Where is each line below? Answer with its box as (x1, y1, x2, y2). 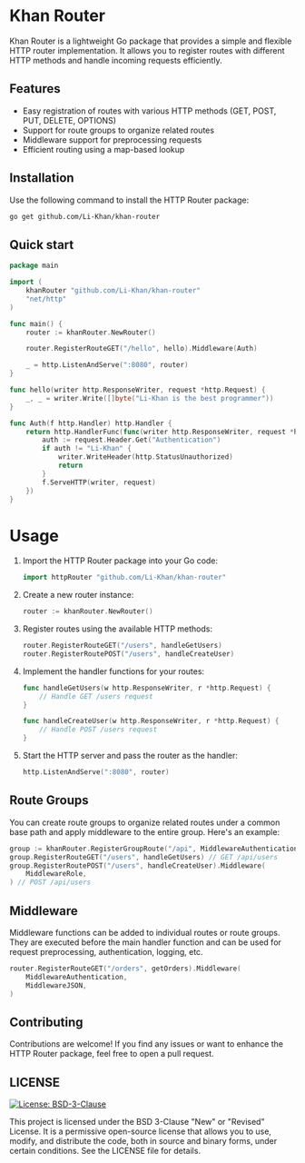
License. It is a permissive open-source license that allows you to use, (9, 1126, 272, 1137)
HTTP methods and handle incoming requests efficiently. (9, 55, 222, 65)
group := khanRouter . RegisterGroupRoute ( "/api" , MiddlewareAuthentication (9, 844, 299, 853)
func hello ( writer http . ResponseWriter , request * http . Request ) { (9, 385, 266, 394)
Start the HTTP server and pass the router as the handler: (22, 750, 239, 761)
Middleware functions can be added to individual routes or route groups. (9, 927, 280, 938)
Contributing (9, 1014, 84, 1029)
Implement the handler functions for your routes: (22, 665, 205, 677)
